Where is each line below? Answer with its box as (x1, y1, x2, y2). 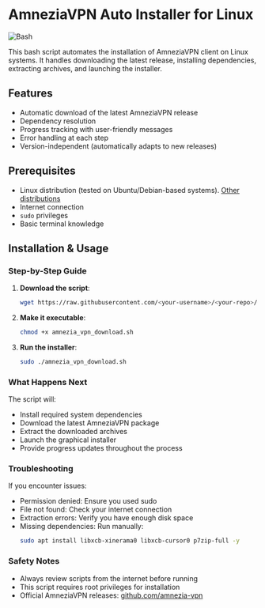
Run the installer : (19, 342, 78, 352)
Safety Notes (8, 556, 60, 567)
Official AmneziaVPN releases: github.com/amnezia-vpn (19, 591, 203, 600)
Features (8, 87, 53, 100)
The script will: (8, 395, 57, 404)
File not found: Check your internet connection (19, 504, 172, 515)
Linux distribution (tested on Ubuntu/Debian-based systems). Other (19, 185, 240, 194)
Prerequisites (8, 164, 76, 178)
